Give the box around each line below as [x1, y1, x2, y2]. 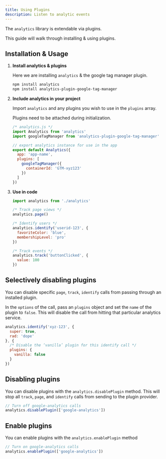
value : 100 [17, 258, 40, 263]
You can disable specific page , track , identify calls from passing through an [5, 289, 162, 295]
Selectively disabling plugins [5, 276, 97, 284]
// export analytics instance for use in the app [12, 143, 118, 148]
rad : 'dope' [9, 334, 35, 339]
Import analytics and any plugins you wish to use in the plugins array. [12, 105, 157, 111]
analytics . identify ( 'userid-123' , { [12, 226, 88, 231]
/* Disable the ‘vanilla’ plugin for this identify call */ [9, 343, 137, 348]
